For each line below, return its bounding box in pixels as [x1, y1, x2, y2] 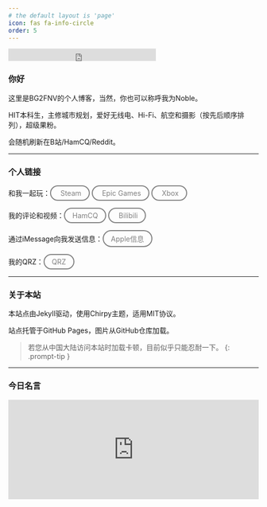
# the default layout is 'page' [8, 11, 115, 20]
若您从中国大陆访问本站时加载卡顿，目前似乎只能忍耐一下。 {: [27, 343, 230, 353]
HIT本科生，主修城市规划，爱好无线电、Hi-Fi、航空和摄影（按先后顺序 [8, 110, 238, 119]
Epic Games [102, 188, 141, 197]
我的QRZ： [8, 256, 44, 267]
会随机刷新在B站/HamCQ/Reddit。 [8, 137, 121, 146]
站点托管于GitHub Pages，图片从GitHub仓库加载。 [8, 326, 174, 335]
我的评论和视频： [8, 210, 64, 220]
